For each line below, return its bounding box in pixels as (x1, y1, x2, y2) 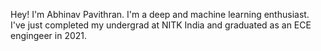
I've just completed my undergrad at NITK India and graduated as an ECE (10, 19, 312, 31)
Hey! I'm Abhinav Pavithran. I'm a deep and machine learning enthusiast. (10, 9, 310, 20)
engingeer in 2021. (10, 30, 88, 41)
